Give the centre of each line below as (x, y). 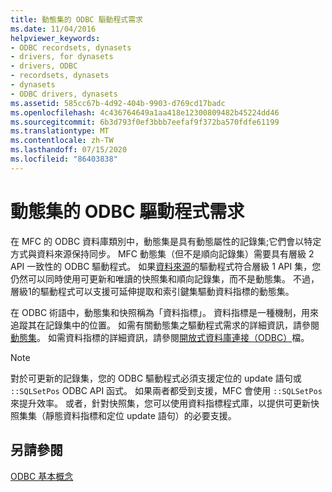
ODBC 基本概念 (42, 476)
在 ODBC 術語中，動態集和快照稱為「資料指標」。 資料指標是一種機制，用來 (165, 312)
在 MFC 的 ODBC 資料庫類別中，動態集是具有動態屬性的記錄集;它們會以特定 (166, 241)
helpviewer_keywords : (55, 38)
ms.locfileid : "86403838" (64, 159)
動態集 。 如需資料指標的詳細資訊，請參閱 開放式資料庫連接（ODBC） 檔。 (160, 337)
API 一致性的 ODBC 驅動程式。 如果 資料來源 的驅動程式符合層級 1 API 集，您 (166, 266)
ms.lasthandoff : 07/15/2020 (69, 150)
